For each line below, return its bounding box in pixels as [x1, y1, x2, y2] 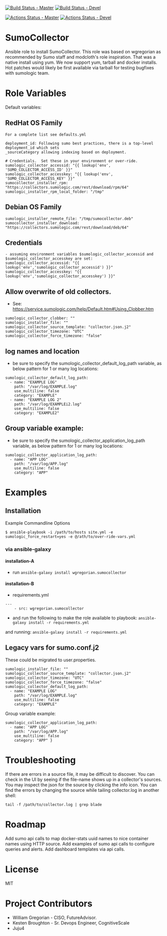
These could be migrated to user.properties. [5, 657, 96, 663]
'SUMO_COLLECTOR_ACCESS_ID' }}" [5, 167, 73, 172]
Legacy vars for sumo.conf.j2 [5, 643, 99, 652]
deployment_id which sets [5, 145, 59, 150]
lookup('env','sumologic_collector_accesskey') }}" [5, 274, 115, 279]
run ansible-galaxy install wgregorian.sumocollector [12, 569, 127, 575]
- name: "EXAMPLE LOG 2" [10, 397, 62, 402]
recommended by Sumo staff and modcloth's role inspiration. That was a [5, 54, 156, 60]
